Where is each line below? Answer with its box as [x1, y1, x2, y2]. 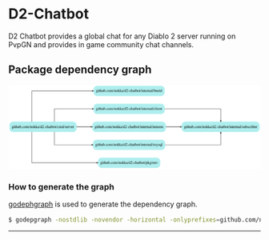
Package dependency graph [8, 63, 152, 77]
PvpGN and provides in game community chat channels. [8, 39, 195, 49]
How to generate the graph [8, 181, 114, 192]
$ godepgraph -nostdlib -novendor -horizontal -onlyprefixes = [8, 215, 220, 224]
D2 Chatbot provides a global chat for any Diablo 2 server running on [8, 31, 236, 41]
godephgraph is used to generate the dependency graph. [8, 199, 198, 209]
